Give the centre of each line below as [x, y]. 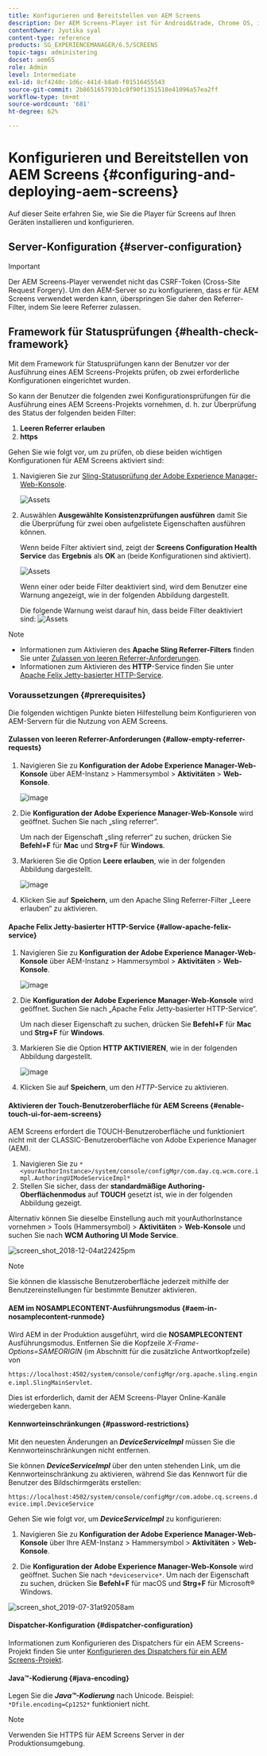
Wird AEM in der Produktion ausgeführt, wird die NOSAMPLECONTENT [126, 1334]
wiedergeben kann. [40, 1406]
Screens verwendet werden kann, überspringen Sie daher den [110, 298]
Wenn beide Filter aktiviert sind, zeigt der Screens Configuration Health [138, 547]
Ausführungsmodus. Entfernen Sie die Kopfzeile [87, 1343]
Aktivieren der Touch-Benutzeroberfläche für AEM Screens [108, 1105]
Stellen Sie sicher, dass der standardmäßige [93, 1186]
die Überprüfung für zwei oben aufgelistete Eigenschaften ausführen [132, 523]
